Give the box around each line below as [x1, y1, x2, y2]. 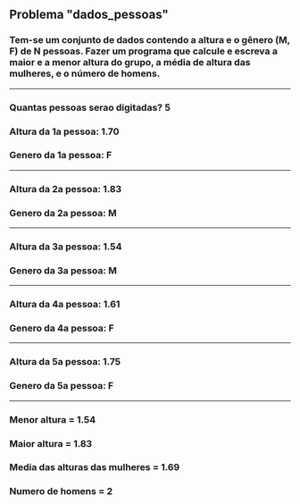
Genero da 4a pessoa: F [9, 322, 114, 334]
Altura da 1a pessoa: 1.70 [9, 125, 120, 138]
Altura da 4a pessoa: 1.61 [9, 298, 121, 311]
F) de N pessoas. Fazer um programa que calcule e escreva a [9, 45, 279, 57]
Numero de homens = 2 [9, 485, 113, 498]
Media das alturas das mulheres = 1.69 [9, 461, 180, 474]
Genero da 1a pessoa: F [9, 149, 112, 162]
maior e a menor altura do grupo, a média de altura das [9, 56, 251, 69]
